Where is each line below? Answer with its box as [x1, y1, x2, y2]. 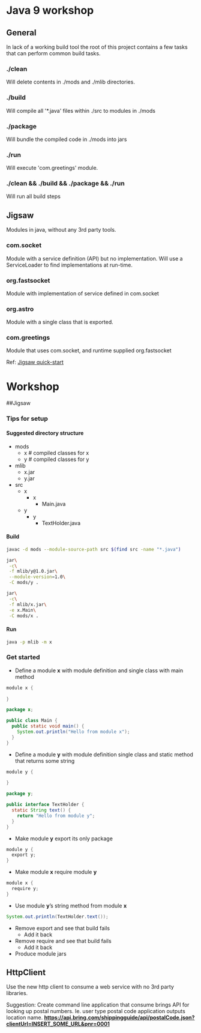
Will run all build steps [6, 193, 61, 200]
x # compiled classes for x [23, 449, 89, 456]
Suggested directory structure [6, 429, 84, 436]
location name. [6, 1014, 43, 1021]
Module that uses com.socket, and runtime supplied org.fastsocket [6, 347, 172, 354]
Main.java [41, 500, 66, 507]
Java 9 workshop [6, 4, 94, 17]
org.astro [6, 304, 34, 313]
